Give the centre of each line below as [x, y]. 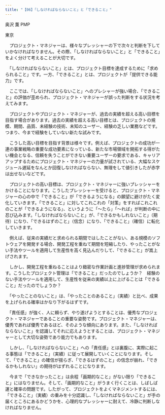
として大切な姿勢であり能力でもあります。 [57, 337]
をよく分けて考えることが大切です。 [42, 58]
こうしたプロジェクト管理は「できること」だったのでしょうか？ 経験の [86, 273]
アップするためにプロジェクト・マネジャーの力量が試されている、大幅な [78, 161]
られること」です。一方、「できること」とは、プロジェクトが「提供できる [79, 74]
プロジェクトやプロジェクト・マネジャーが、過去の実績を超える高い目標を [84, 113]
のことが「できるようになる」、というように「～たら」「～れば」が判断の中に [83, 209]
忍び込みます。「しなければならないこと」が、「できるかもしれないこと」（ [79, 215]
